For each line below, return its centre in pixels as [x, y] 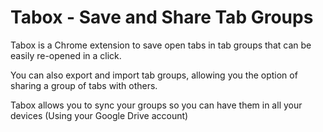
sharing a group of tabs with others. [84, 85]
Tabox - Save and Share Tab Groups [162, 17]
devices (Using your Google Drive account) [99, 115]
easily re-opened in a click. [66, 55]
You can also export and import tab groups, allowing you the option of [154, 75]
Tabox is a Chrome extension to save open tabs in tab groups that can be [161, 45]
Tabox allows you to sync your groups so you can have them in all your [156, 105]
